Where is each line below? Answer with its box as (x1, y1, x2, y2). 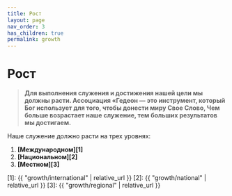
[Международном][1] (17, 145, 84, 154)
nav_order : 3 (7, 23, 45, 30)
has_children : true (7, 29, 64, 37)
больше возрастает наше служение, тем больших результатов (24, 111, 218, 120)
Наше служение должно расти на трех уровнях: (7, 132, 151, 140)
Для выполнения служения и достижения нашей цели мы (24, 89, 203, 97)
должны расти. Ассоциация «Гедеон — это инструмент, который (24, 97, 226, 105)
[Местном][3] (17, 161, 60, 169)
